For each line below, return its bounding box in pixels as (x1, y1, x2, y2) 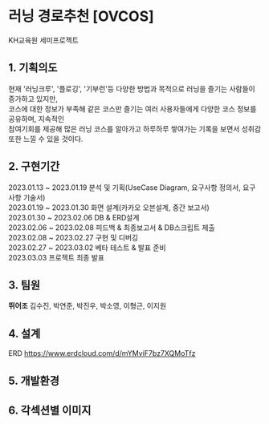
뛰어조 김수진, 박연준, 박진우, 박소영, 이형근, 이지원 (8, 301, 167, 311)
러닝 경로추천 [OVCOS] (8, 7, 154, 26)
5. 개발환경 (8, 374, 60, 387)
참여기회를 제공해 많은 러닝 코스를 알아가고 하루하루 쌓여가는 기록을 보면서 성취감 (8, 123, 262, 133)
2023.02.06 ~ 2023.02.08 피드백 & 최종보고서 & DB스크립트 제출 (8, 222, 215, 232)
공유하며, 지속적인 (8, 114, 65, 123)
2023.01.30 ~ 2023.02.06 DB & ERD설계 (8, 212, 140, 222)
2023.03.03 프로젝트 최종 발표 (8, 252, 105, 262)
